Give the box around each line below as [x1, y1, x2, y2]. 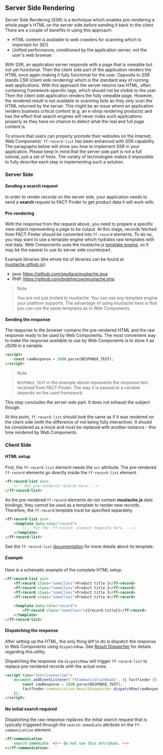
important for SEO [12, 41, 49, 48]
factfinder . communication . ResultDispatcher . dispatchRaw [22, 686, 138, 691]
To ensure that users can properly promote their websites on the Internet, [5, 133, 152, 139]
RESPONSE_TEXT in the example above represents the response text [16, 379, 148, 385]
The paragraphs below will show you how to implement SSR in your [5, 143, 140, 149]
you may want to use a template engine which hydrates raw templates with [5, 237, 154, 242]
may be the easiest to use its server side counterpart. [5, 247, 112, 253]
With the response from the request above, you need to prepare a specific [5, 221, 153, 227]
